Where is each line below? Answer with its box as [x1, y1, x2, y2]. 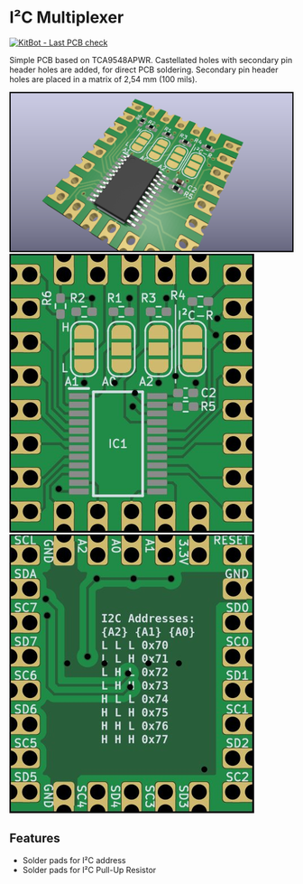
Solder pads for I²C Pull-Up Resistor [22, 864, 157, 875]
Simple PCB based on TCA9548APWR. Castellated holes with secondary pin [9, 54, 293, 65]
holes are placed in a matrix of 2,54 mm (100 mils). [9, 73, 198, 84]
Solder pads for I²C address [22, 854, 126, 865]
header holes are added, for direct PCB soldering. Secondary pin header [9, 64, 279, 75]
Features [9, 831, 60, 846]
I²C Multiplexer [9, 7, 124, 28]
